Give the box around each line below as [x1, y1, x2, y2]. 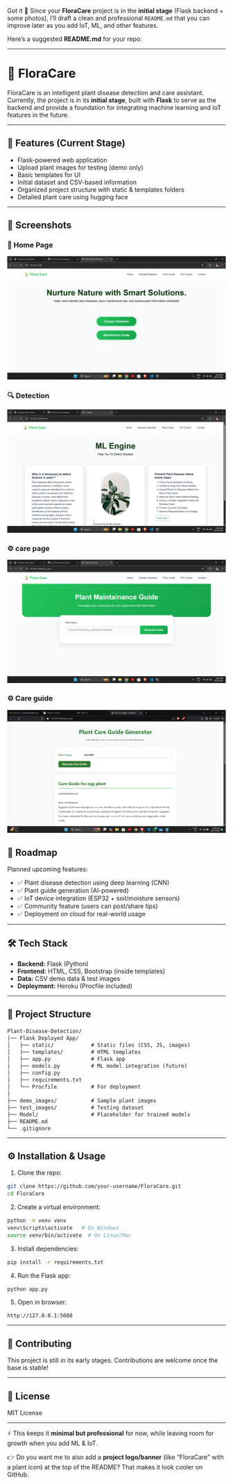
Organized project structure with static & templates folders [17, 185, 185, 194]
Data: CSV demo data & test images [17, 974, 121, 982]
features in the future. [7, 110, 69, 119]
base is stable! [7, 1364, 49, 1372]
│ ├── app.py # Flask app [7, 1055, 126, 1062]
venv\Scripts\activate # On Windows [7, 1224, 119, 1231]
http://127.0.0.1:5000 [7, 1312, 73, 1319]
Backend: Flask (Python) [17, 959, 89, 968]
